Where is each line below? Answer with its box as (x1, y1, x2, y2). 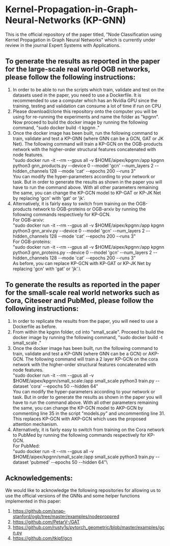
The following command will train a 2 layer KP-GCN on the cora (25, 356, 158, 362)
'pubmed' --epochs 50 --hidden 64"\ (30, 459, 108, 465)
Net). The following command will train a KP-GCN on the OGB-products (12, 140, 163, 147)
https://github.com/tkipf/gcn (12, 535, 72, 541)
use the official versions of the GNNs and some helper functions (5, 493, 140, 499)
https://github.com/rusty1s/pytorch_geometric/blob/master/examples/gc (12, 525, 165, 531)
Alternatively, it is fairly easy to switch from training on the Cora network (12, 426, 164, 433)
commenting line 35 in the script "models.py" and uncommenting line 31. (12, 410, 165, 416)
